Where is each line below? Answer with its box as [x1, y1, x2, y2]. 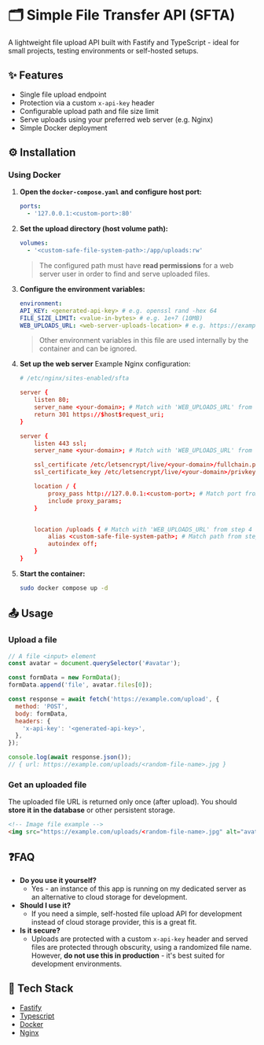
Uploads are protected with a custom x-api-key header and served [31, 933, 248, 944]
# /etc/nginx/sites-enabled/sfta [19, 374, 130, 382]
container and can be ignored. [38, 344, 137, 354]
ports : [19, 202, 42, 211]
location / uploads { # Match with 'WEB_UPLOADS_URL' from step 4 [34, 525, 253, 533]
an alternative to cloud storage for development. [31, 892, 188, 901]
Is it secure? [19, 925, 60, 935]
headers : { [15, 717, 51, 725]
